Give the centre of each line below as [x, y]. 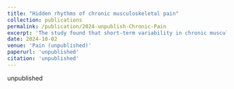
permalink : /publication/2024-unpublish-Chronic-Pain [87, 26]
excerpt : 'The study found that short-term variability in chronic [107, 33]
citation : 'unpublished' [43, 59]
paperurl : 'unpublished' [43, 52]
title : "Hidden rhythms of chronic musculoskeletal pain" [93, 13]
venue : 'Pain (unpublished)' [49, 46]
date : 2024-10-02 [32, 39]
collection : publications [45, 20]
